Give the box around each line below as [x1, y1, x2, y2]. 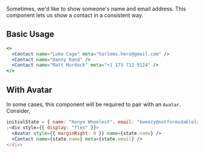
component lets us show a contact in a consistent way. [6, 12, 144, 19]
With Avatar [6, 84, 53, 95]
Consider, [6, 107, 30, 114]
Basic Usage [6, 29, 55, 39]
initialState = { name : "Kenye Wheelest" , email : [6, 119, 135, 125]
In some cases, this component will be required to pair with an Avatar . [6, 101, 181, 108]
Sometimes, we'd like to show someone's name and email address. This [6, 5, 186, 12]
